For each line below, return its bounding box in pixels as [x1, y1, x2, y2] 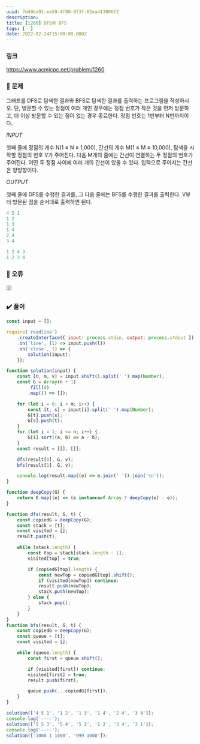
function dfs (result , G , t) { [6, 511, 82, 517]
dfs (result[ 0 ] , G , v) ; [17, 457, 74, 463]
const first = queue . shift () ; [28, 655, 103, 661]
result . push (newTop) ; [38, 583, 93, 589]
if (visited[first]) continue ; [28, 666, 106, 672]
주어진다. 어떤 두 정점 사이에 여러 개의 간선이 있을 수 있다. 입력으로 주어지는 [6, 158, 181, 166]
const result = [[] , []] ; [17, 445, 82, 452]
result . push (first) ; [28, 677, 79, 683]
